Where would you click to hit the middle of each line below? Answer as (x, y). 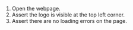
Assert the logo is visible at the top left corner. (68, 15)
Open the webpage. (36, 9)
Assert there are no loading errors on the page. (69, 21)
